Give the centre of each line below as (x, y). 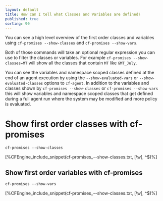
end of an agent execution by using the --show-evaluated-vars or (72, 78)
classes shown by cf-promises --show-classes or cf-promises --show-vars (82, 88)
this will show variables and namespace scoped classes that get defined (79, 94)
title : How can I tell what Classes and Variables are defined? (73, 14)
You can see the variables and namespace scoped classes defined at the (80, 73)
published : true (22, 19)
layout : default (22, 10)
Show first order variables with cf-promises (74, 173)
